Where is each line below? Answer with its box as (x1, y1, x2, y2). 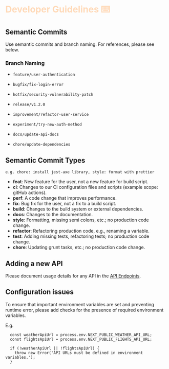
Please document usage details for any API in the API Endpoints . (5, 273, 141, 279)
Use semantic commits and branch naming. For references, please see (5, 41, 155, 47)
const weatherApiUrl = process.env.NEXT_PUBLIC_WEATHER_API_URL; (10, 332, 153, 337)
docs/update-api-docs (12, 132, 59, 137)
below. (5, 47, 19, 52)
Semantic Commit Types (5, 156, 86, 165)
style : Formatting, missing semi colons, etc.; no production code (12, 217, 150, 223)
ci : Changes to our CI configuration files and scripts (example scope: (12, 184, 158, 190)
